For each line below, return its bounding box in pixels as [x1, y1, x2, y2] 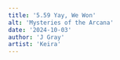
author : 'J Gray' [8, 33, 65, 41]
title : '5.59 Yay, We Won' [8, 11, 96, 19]
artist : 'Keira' [8, 41, 61, 48]
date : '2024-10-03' [8, 26, 72, 34]
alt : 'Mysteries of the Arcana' [8, 19, 114, 26]
